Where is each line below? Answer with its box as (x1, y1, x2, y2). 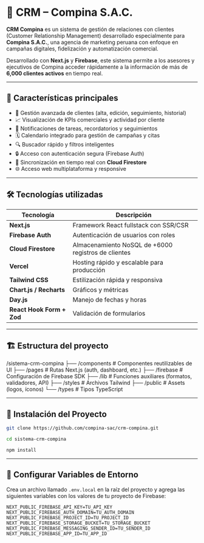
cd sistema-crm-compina (6, 436, 67, 443)
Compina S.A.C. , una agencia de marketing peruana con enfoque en (6, 38, 178, 46)
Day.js (9, 295, 28, 303)
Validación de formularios (72, 309, 146, 317)
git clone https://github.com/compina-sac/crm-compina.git (6, 425, 159, 431)
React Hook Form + (9, 305, 66, 314)
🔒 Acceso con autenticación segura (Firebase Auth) (15, 150, 144, 157)
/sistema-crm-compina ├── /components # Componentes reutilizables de (6, 360, 192, 367)
